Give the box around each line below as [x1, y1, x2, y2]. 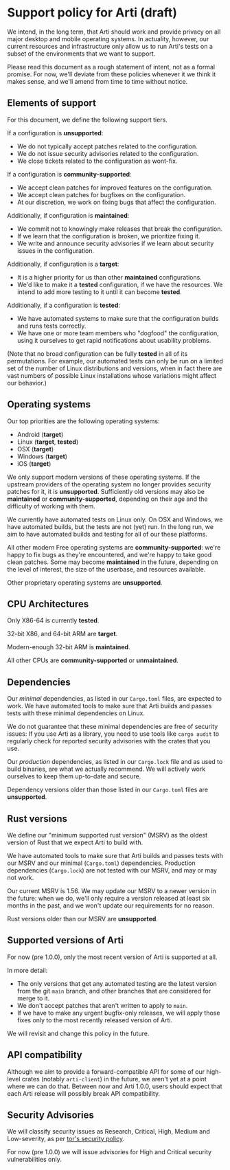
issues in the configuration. [16, 246, 95, 255]
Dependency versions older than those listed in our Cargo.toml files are [7, 785, 208, 794]
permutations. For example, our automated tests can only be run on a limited [7, 357, 223, 365]
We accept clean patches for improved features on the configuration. [16, 183, 213, 192]
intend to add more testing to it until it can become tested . [16, 287, 182, 296]
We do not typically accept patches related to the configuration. [16, 142, 198, 150]
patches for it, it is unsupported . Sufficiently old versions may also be [7, 487, 205, 495]
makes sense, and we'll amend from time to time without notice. [7, 77, 188, 85]
